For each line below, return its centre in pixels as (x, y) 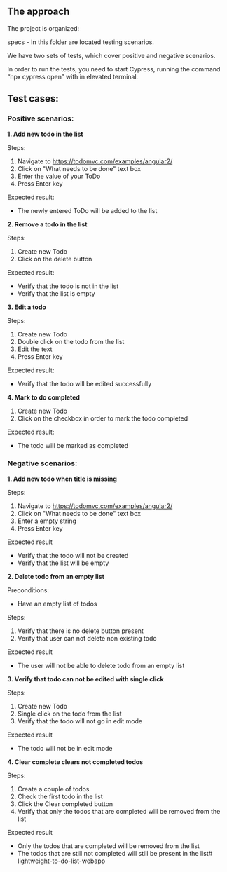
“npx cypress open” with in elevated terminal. (73, 76)
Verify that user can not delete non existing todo (87, 638)
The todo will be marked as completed (73, 445)
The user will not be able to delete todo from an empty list (101, 665)
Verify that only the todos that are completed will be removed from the (119, 811)
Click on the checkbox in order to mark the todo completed (102, 418)
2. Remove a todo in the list (47, 224)
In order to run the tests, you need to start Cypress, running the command (114, 69)
